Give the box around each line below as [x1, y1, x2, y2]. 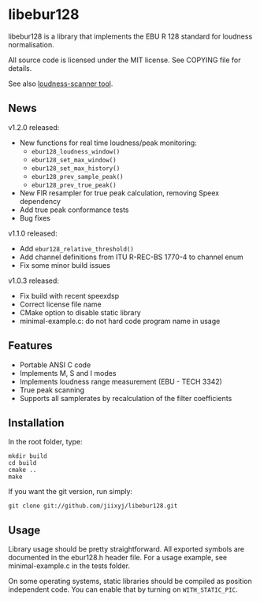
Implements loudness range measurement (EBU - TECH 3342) [19, 377, 223, 386]
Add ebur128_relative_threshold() [19, 243, 134, 253]
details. [8, 63, 32, 72]
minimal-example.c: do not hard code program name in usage [19, 316, 221, 325]
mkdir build [8, 452, 47, 460]
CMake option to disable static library [19, 307, 142, 317]
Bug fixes [19, 213, 51, 222]
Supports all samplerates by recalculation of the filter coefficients [19, 393, 232, 403]
